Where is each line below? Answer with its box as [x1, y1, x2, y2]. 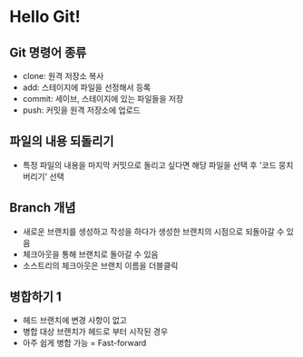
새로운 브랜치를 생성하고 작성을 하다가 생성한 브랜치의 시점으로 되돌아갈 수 [22, 225, 285, 237]
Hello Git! [9, 6, 81, 27]
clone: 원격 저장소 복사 [22, 71, 104, 81]
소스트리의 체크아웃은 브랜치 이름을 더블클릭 [22, 260, 179, 271]
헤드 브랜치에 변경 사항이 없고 [22, 315, 127, 326]
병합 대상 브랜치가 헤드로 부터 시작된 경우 [22, 326, 169, 337]
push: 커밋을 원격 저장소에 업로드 [22, 104, 141, 115]
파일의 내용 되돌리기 [9, 134, 114, 149]
